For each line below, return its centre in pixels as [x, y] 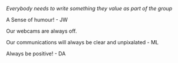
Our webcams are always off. [42, 31]
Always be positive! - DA [36, 54]
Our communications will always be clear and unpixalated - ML [83, 42]
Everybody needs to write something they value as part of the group [89, 8]
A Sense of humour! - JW [37, 20]
